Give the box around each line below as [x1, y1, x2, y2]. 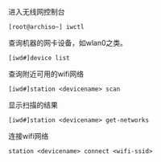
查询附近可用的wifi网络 [8, 69, 85, 79]
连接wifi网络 [8, 132, 49, 140]
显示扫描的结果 [8, 100, 58, 110]
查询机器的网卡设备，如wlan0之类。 [8, 38, 127, 47]
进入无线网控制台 [8, 7, 65, 16]
